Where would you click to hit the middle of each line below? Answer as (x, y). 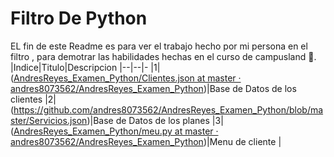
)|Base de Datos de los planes (148, 120)
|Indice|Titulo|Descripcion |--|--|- (79, 67)
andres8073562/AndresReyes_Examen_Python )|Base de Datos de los (153, 88)
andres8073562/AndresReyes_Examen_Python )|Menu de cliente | (146, 141)
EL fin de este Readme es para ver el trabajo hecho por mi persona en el (159, 46)
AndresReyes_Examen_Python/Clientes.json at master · (127, 78)
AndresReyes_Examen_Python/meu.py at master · (116, 131)
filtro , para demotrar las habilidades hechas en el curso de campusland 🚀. (163, 56)
